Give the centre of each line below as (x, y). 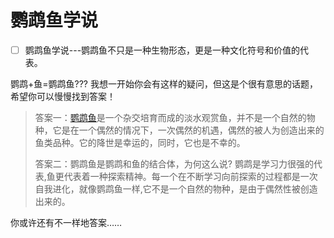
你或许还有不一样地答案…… (66, 222)
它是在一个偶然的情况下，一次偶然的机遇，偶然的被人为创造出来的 (188, 130)
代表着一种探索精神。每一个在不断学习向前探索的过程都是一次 (190, 176)
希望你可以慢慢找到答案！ (63, 96)
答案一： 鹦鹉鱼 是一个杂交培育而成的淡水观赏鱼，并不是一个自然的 (170, 117)
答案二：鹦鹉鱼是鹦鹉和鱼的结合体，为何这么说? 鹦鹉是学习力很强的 (174, 164)
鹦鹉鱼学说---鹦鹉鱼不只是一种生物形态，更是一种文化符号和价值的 (162, 50)
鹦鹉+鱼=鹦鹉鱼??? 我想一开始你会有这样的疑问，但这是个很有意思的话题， (164, 84)
